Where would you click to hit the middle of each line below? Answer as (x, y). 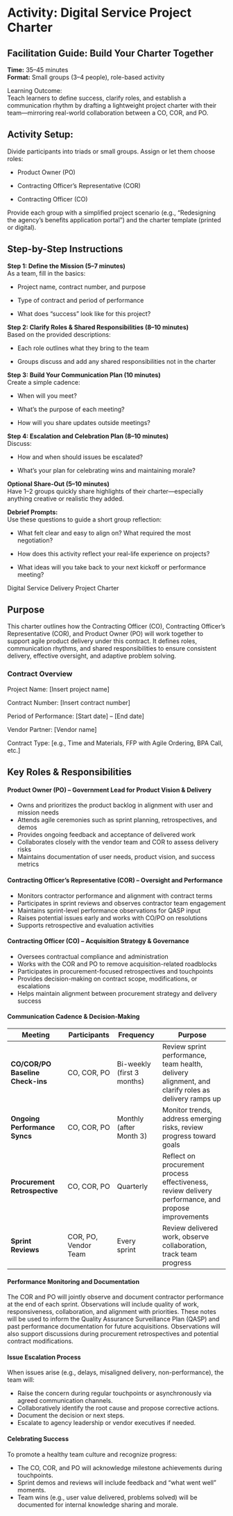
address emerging (192, 1118)
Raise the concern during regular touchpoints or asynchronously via (114, 1393)
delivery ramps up (191, 1099)
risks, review (182, 1127)
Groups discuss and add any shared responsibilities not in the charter (116, 361)
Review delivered (190, 1228)
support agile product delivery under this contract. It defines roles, (102, 641)
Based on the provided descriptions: (59, 334)
